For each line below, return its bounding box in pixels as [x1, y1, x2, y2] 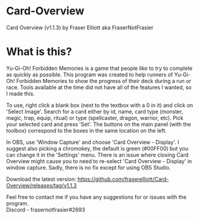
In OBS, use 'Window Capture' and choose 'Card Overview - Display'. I [6, 139, 180, 146]
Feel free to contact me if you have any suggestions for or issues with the [6, 193, 186, 201]
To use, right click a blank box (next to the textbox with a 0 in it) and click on [6, 102, 194, 109]
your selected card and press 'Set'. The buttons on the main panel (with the [6, 121, 191, 128]
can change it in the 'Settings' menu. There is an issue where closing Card [6, 151, 189, 158]
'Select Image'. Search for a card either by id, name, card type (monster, [6, 108, 184, 115]
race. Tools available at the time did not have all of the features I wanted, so [6, 84, 192, 91]
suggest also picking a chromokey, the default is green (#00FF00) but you [6, 145, 189, 152]
